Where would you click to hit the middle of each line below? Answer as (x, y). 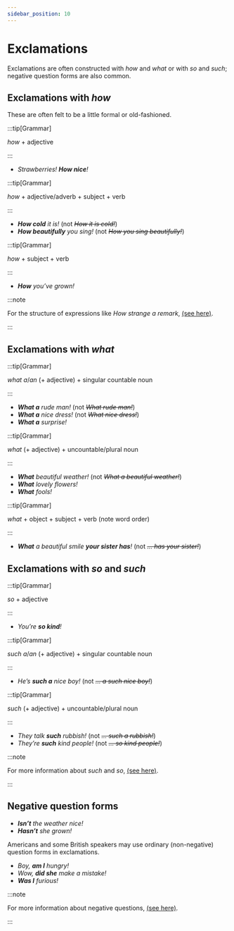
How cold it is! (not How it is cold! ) (67, 224)
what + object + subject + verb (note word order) (78, 519)
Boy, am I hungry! (43, 865)
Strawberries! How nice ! (53, 169)
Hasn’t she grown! (45, 831)
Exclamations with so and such (77, 568)
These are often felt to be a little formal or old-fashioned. (90, 115)
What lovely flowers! (48, 484)
